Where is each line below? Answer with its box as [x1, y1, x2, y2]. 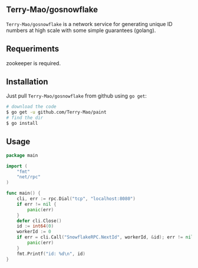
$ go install [6, 121, 38, 127]
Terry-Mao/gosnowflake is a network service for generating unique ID [6, 20, 173, 27]
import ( [6, 163, 28, 169]
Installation [6, 77, 48, 87]
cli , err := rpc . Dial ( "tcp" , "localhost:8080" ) [16, 196, 136, 202]
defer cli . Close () [16, 218, 62, 224]
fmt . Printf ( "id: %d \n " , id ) [16, 251, 85, 257]
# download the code [6, 104, 57, 110]
